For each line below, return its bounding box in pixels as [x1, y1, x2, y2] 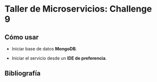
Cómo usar [4, 33, 39, 41]
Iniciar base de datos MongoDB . [11, 46, 77, 51]
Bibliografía [4, 69, 41, 78]
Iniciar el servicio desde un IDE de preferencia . [11, 55, 107, 61]
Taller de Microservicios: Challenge [4, 3, 152, 15]
